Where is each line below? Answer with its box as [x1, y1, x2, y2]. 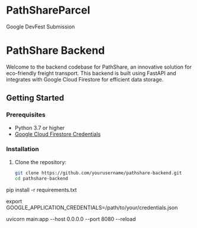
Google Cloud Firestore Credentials [14, 131, 101, 138]
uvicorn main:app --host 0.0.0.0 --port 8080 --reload [6, 215, 136, 222]
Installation [6, 145, 40, 154]
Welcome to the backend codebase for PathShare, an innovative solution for [6, 63, 192, 70]
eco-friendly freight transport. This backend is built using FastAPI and [6, 69, 176, 77]
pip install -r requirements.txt [6, 186, 77, 193]
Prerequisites [6, 110, 46, 119]
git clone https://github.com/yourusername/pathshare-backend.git [14, 170, 182, 176]
